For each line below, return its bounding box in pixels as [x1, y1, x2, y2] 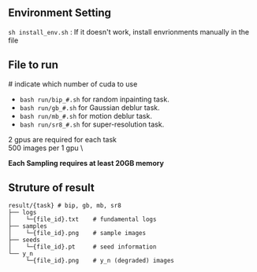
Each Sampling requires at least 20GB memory [8, 158, 164, 167]
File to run [8, 58, 59, 72]
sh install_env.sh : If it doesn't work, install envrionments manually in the [8, 27, 250, 36]
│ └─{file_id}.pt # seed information [8, 243, 157, 251]
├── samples [8, 222, 47, 230]
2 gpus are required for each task [8, 134, 117, 144]
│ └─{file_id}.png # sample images [8, 230, 147, 237]
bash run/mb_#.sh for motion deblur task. [19, 111, 152, 120]
